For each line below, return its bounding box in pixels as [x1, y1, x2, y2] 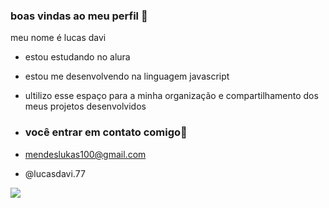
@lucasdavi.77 [24, 167, 86, 179]
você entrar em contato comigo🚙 [24, 125, 188, 139]
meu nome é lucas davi [10, 32, 107, 44]
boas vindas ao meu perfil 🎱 [10, 9, 148, 23]
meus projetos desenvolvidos [24, 100, 147, 113]
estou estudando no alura [24, 51, 131, 63]
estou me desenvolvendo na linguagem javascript [24, 70, 230, 83]
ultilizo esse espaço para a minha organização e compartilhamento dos [24, 90, 319, 102]
